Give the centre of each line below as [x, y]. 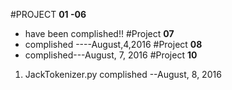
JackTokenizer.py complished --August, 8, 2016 [123, 74]
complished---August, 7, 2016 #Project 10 [111, 55]
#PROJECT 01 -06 [48, 14]
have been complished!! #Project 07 [99, 33]
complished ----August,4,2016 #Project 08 [113, 44]
